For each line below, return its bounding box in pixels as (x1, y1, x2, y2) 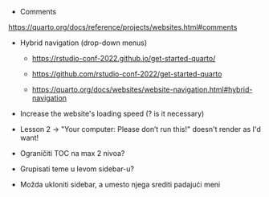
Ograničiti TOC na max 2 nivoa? (19, 149, 125, 158)
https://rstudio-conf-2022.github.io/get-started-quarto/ (31, 54, 216, 63)
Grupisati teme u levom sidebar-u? (19, 164, 135, 174)
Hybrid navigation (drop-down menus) (19, 38, 148, 47)
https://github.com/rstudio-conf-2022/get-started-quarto (31, 69, 222, 79)
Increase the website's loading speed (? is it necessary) (19, 109, 205, 118)
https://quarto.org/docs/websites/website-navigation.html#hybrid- (31, 84, 253, 94)
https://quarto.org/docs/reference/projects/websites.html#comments (8, 23, 238, 31)
